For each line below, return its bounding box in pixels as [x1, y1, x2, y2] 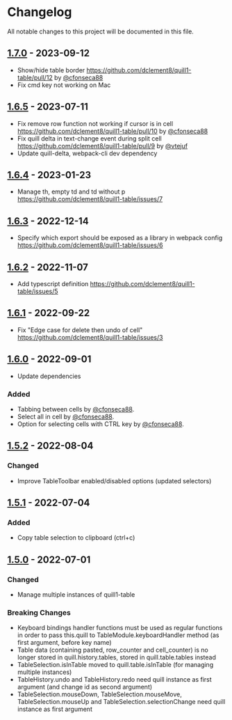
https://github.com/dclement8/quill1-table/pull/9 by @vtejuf [17, 141, 188, 150]
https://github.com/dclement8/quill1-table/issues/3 [17, 333, 163, 341]
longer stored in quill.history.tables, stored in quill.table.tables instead [17, 653, 217, 662]
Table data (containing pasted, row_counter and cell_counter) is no [17, 645, 208, 655]
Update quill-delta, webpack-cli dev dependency [17, 149, 158, 157]
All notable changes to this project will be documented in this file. [7, 27, 194, 36]
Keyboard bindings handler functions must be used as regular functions [17, 624, 223, 632]
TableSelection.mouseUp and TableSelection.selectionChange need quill [17, 698, 226, 706]
